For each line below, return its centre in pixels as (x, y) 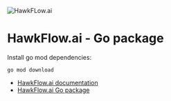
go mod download (30, 70)
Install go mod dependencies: (49, 57)
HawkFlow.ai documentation (57, 82)
